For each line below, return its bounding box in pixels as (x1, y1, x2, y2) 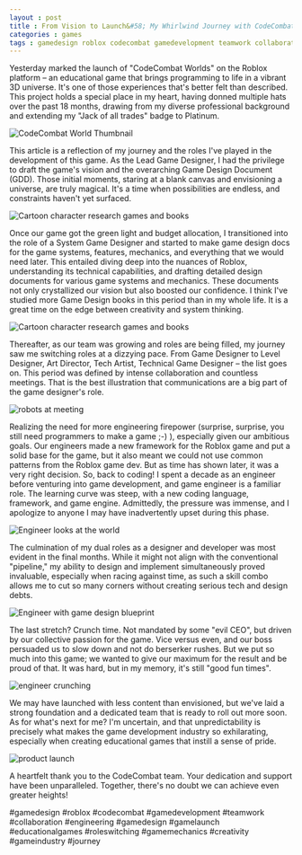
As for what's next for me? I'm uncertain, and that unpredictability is (9, 717, 261, 727)
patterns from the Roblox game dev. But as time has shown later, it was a (9, 460, 279, 471)
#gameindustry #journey (9, 836, 101, 847)
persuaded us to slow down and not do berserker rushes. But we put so (9, 644, 275, 655)
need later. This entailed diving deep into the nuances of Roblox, (9, 257, 248, 268)
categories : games (9, 30, 83, 39)
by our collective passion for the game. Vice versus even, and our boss (9, 634, 272, 645)
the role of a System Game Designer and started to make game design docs (9, 237, 290, 248)
